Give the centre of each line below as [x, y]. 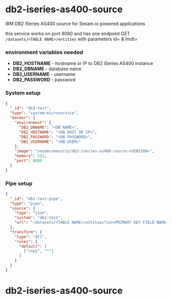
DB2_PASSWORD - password [44, 80]
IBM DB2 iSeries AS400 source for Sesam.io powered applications [75, 24]
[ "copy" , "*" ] [39, 251]
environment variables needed [44, 52]
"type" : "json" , [32, 213]
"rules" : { [26, 242]
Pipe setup [19, 183]
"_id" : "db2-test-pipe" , [36, 199]
